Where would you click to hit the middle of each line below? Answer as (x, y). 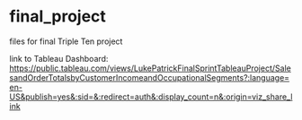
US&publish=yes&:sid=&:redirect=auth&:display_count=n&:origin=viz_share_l (151, 97)
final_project (58, 17)
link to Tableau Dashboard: (59, 58)
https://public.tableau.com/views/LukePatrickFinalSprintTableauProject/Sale (151, 68)
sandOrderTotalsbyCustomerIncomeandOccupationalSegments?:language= (150, 77)
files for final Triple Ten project (66, 41)
